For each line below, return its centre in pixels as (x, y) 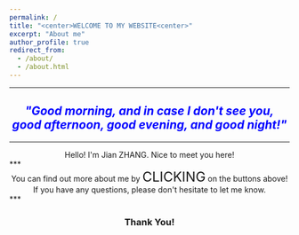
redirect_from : (37, 51)
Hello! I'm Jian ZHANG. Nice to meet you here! (149, 154)
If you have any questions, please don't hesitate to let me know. (149, 189)
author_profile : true (49, 42)
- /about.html (43, 67)
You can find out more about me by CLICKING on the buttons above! (149, 176)
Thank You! (149, 222)
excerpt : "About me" (48, 34)
